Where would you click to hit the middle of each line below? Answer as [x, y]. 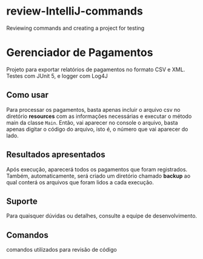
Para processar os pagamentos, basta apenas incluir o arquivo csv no [93, 109]
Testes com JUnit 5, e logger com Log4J [57, 76]
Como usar [28, 95]
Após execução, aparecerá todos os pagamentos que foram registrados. [97, 169]
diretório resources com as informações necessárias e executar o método [99, 116]
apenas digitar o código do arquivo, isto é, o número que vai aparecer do [97, 129]
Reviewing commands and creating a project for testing [75, 28]
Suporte [22, 201]
